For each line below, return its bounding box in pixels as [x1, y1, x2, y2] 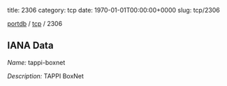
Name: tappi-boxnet [7, 58, 66, 66]
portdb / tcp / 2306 [7, 20, 63, 27]
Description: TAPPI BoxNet [7, 71, 84, 80]
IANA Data [7, 40, 54, 52]
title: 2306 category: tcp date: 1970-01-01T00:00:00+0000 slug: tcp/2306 [7, 6, 220, 14]
